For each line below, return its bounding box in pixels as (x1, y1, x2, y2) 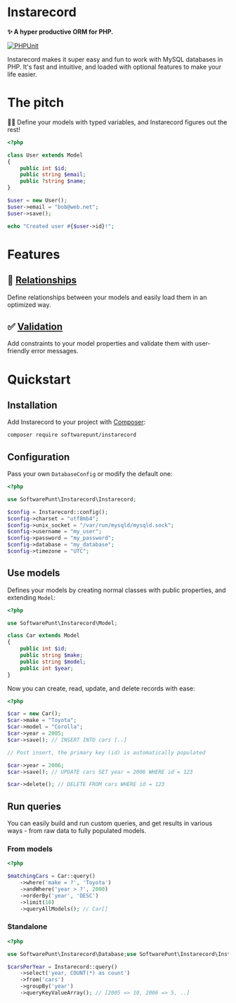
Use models (7, 567, 60, 579)
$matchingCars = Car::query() (7, 872, 96, 880)
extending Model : (7, 593, 56, 601)
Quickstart (7, 372, 72, 387)
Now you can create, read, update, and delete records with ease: (7, 684, 195, 693)
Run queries (7, 800, 62, 812)
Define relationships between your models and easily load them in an (7, 293, 207, 301)
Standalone (7, 922, 48, 931)
